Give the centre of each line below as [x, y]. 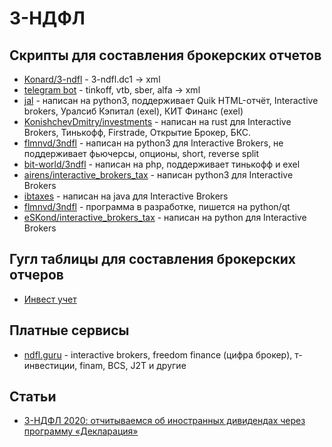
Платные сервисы [69, 330]
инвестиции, [50, 365]
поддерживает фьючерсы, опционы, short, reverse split [141, 153]
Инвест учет [50, 299]
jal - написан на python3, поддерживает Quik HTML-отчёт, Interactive [171, 100]
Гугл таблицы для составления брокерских [152, 259]
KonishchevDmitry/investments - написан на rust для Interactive [157, 121]
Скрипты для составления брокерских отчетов [165, 55]
